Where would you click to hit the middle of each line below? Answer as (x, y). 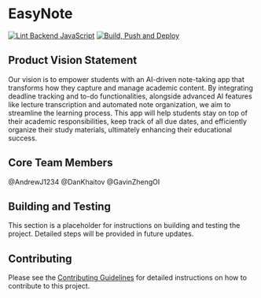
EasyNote (40, 14)
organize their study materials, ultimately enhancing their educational (120, 129)
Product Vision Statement (73, 60)
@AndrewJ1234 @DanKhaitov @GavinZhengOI (84, 181)
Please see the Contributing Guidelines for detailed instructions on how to (128, 278)
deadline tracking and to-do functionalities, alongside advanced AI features (130, 96)
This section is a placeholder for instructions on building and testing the (124, 225)
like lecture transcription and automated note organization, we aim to (119, 104)
